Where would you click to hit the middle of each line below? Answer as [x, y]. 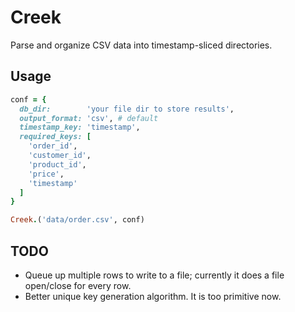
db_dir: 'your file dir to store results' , [127, 109]
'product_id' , [57, 164]
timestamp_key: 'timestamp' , [80, 127]
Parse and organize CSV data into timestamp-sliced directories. [141, 45]
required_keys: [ [55, 137]
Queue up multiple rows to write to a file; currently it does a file [154, 275]
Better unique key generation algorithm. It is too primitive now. [153, 296]
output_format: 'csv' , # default [89, 118]
